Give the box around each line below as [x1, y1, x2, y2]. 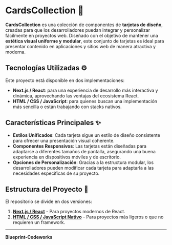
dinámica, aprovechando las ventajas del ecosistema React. [12, 92, 139, 99]
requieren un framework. [12, 219, 66, 226]
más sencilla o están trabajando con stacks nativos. [12, 104, 122, 110]
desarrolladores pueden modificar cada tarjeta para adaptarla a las [12, 165, 154, 171]
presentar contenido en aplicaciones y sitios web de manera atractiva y [5, 43, 156, 49]
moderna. [5, 49, 26, 55]
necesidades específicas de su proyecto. [12, 170, 100, 176]
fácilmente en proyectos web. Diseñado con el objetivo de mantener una [5, 32, 159, 38]
